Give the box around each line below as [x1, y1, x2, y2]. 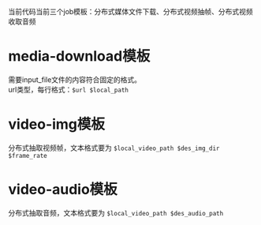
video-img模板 [8, 115, 105, 133]
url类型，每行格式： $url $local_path [8, 84, 129, 94]
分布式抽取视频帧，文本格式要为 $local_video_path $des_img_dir [8, 143, 220, 152]
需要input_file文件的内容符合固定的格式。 [8, 74, 142, 84]
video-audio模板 [8, 181, 118, 199]
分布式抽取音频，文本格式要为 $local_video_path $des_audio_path [8, 208, 224, 217]
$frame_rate [8, 152, 47, 159]
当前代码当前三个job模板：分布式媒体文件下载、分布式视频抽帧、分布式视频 [8, 7, 254, 16]
